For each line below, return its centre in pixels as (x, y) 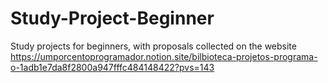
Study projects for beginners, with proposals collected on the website (153, 46)
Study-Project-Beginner (112, 18)
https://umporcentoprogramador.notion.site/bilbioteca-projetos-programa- (164, 56)
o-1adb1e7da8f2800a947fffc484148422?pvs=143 (112, 67)
